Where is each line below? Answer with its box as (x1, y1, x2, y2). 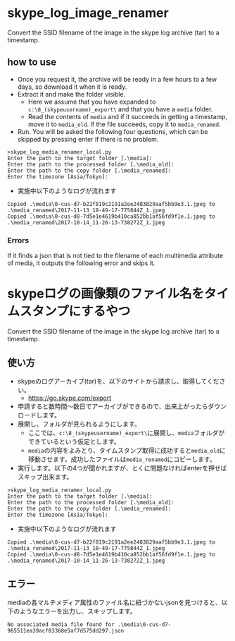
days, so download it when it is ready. (17, 83, 127, 91)
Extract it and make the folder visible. (17, 90, 126, 98)
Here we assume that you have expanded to (27, 97, 156, 106)
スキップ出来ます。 (17, 472, 73, 481)
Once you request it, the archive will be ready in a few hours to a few (17, 75, 217, 83)
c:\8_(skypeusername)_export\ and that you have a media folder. (27, 104, 213, 114)
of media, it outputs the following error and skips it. (7, 259, 155, 267)
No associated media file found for (7, 621, 115, 628)
